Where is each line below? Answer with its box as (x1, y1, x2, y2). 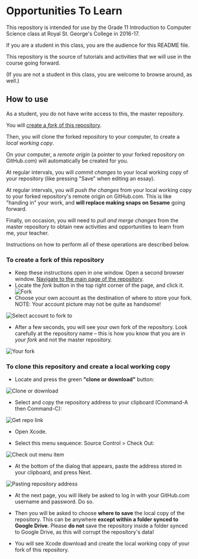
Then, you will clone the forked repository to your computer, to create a (6, 133, 180, 140)
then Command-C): (14, 405, 62, 413)
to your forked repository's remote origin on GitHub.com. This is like (6, 193, 172, 200)
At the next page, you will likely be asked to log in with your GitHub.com (14, 492, 190, 499)
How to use (6, 94, 48, 104)
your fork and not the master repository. (14, 336, 112, 343)
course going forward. (6, 59, 61, 66)
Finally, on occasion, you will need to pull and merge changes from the (6, 216, 178, 223)
